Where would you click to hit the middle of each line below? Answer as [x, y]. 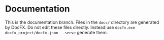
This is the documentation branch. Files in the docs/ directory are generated [82, 22]
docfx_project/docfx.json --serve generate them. [57, 32]
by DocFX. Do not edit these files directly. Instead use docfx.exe [70, 27]
